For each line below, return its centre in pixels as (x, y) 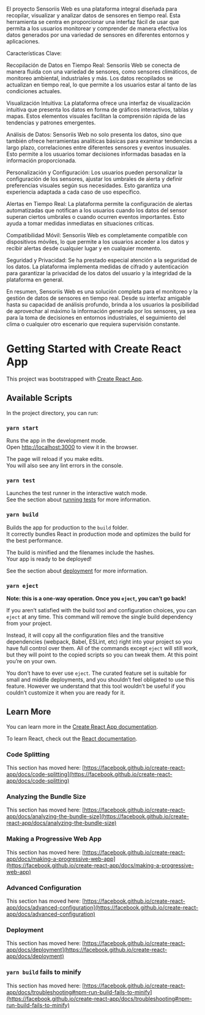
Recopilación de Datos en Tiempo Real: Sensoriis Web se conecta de (93, 65)
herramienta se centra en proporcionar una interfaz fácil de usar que (93, 22)
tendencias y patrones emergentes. (51, 123)
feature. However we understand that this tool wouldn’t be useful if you (96, 686)
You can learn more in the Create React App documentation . (82, 726)
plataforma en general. (35, 279)
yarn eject (22, 586)
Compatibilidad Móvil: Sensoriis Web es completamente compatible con (97, 235)
